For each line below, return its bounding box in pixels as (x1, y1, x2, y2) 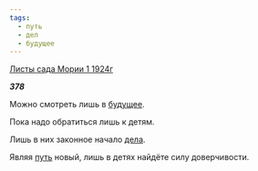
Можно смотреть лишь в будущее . (9, 99, 145, 110)
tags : (9, 13, 30, 23)
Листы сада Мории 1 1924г (9, 64, 114, 75)
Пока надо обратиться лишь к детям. (9, 116, 155, 127)
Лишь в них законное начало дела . (9, 134, 146, 146)
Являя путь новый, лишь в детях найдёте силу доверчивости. (9, 152, 250, 163)
